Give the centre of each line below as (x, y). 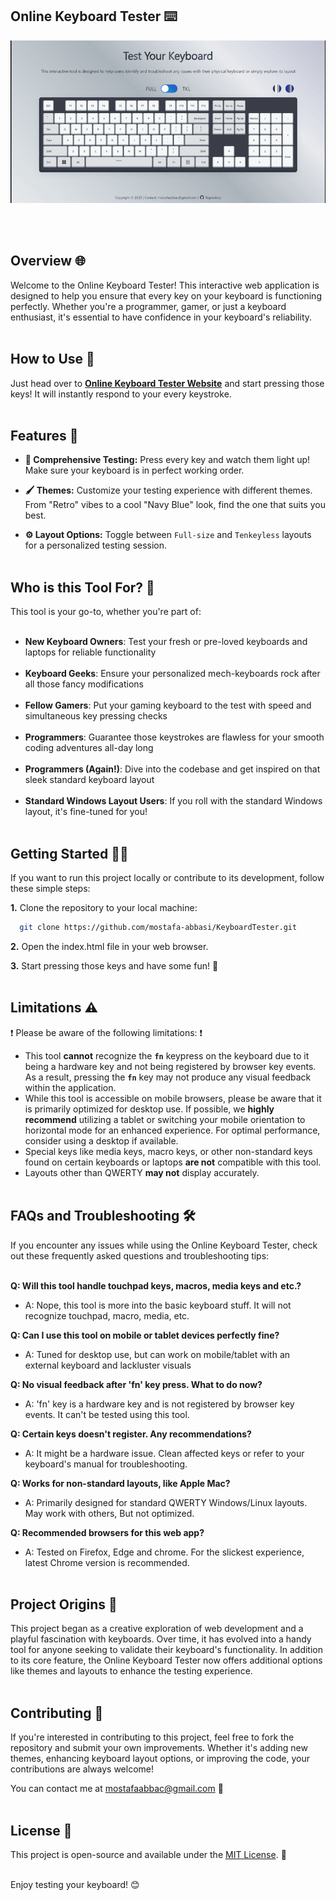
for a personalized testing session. (96, 545)
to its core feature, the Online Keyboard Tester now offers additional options (166, 1660)
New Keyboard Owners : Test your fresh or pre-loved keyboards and (166, 642)
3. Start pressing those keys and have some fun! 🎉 (114, 965)
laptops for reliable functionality (90, 652)
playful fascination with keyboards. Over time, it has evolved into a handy (161, 1639)
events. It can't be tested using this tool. (107, 1414)
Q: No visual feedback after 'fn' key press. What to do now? (136, 1384)
